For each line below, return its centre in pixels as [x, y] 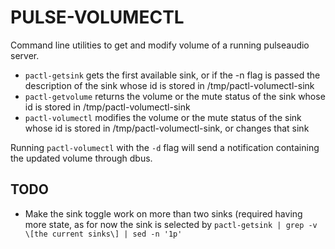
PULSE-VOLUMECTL [97, 17]
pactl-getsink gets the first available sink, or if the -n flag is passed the [172, 75]
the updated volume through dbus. [81, 158]
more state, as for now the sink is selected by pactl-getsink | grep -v [171, 224]
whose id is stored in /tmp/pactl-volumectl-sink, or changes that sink [167, 128]
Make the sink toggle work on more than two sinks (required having [163, 213]
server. [25, 55]
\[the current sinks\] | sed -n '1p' [103, 234]
